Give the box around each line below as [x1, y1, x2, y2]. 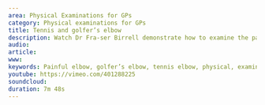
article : [8, 48, 37, 56]
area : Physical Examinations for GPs [8, 11, 132, 20]
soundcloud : [8, 77, 47, 85]
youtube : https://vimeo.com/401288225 [8, 70, 136, 78]
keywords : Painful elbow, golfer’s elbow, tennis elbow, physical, [8, 63, 235, 71]
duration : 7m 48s [8, 84, 65, 93]
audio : [8, 41, 30, 49]
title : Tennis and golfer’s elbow [8, 26, 122, 34]
